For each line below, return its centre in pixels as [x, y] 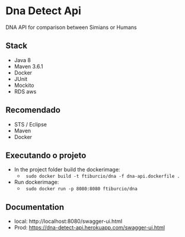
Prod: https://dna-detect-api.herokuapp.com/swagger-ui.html [90, 228]
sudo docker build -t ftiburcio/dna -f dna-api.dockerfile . [103, 176]
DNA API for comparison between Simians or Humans [71, 27]
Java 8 [22, 60]
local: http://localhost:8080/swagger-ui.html [68, 221]
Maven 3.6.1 [28, 66]
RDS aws [25, 91]
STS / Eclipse [30, 124]
